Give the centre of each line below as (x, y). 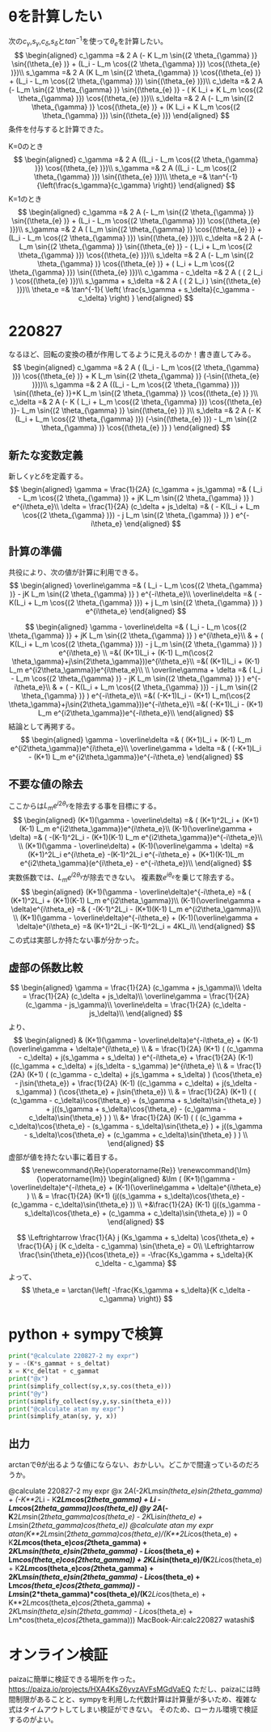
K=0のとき (26, 146)
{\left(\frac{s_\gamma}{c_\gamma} (93, 185)
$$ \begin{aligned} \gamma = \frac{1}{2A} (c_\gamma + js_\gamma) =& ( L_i (136, 490)
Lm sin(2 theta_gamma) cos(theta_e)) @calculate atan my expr (111, 1526)
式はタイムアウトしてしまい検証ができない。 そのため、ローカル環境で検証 (133, 1709)
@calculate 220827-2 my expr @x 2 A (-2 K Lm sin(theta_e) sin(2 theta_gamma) (135, 1491)
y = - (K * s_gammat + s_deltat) (59, 1364)
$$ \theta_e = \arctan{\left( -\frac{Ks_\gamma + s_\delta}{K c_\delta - (136, 1290)
